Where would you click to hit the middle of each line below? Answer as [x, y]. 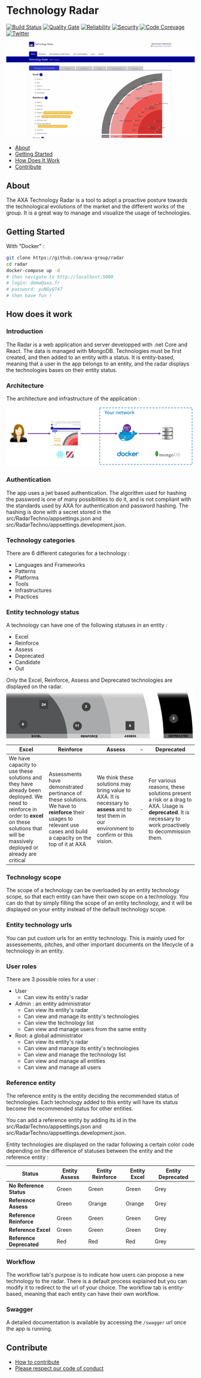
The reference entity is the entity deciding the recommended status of [93, 1096]
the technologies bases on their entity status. [62, 370]
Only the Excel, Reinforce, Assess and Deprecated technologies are [89, 680]
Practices [27, 597]
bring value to [114, 790]
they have [21, 784]
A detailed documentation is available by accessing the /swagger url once [96, 1322]
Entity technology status [43, 612]
